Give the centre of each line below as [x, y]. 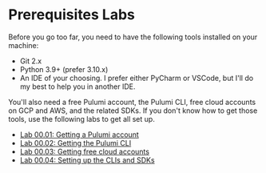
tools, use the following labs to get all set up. [82, 119]
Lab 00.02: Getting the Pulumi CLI [75, 143]
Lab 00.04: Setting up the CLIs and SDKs [87, 160]
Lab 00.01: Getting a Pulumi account [79, 135]
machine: [24, 45]
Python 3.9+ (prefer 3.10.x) [64, 69]
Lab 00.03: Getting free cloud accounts [85, 151]
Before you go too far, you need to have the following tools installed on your [133, 37]
